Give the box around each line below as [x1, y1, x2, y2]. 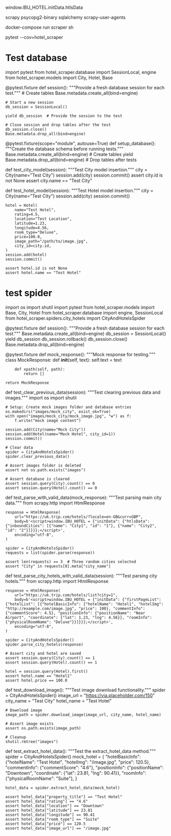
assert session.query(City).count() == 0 [5, 481, 95, 486]
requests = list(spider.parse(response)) [5, 550, 95, 555]
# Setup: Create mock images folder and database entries [5, 404, 132, 410]
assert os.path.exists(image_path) [5, 726, 81, 731]
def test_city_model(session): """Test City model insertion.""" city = [5, 166, 147, 172]
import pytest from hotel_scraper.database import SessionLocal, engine [5, 69, 157, 75]
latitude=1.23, [14, 221, 47, 226]
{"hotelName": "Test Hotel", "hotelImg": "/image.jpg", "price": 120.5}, [5, 759, 151, 765]
